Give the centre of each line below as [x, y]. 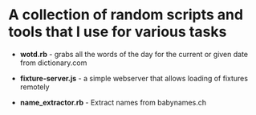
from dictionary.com [53, 63]
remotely [35, 87]
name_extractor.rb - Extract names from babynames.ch [113, 102]
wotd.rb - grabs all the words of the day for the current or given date [134, 54]
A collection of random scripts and [126, 15]
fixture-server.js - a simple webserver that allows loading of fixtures [134, 78]
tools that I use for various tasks [118, 32]
